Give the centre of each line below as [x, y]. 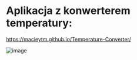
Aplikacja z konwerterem [68, 11]
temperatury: [39, 23]
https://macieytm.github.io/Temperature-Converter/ [68, 39]
